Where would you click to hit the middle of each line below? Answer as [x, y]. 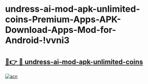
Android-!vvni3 [37, 41]
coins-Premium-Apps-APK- [63, 19]
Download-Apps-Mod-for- [61, 30]
